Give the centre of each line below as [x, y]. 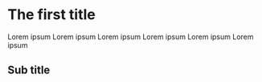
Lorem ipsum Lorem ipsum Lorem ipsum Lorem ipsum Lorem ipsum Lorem [131, 37]
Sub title [29, 70]
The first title [51, 15]
